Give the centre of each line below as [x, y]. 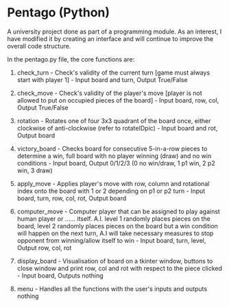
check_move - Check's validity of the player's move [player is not [109, 93]
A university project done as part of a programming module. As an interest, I [114, 31]
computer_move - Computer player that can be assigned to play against [119, 211]
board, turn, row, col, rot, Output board [72, 198]
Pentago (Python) [59, 13]
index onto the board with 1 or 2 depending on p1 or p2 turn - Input [111, 191]
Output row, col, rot [44, 248]
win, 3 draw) [35, 170]
